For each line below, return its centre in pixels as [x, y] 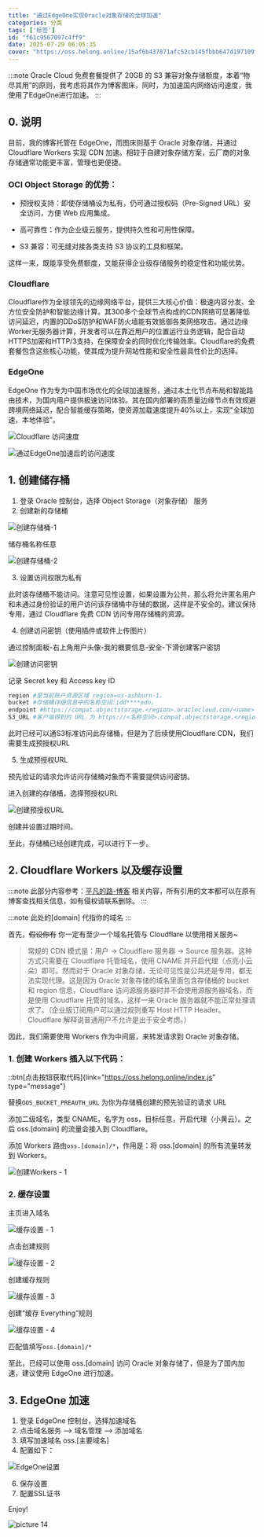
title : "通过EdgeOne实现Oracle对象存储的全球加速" [85, 15]
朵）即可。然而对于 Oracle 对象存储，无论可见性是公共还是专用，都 [136, 970]
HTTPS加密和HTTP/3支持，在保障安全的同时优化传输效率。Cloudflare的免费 [132, 341]
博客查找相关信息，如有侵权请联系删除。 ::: [78, 900]
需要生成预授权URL [39, 743]
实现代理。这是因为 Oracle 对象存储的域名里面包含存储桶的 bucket [141, 980]
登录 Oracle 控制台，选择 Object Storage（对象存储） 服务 [114, 501]
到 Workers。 [30, 1156]
